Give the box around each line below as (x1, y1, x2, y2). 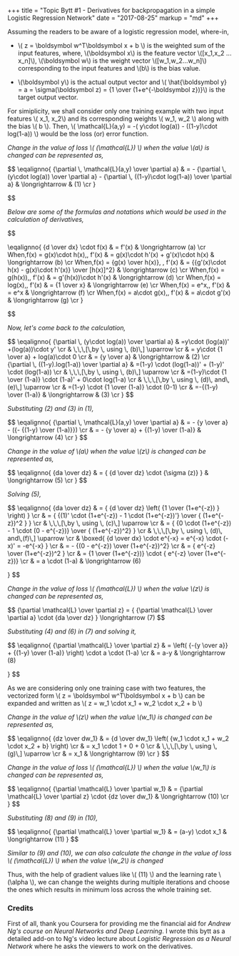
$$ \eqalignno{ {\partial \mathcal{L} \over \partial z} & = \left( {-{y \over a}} (7, 641, 228, 649)
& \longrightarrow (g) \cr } (7, 296, 83, 304)
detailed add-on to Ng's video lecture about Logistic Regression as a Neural (7, 935, 232, 943)
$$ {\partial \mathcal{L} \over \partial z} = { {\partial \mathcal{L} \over (7, 606, 213, 614)
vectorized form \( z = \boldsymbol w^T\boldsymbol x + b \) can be (7, 691, 205, 700)
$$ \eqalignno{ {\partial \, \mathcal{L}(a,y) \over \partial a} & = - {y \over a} (7, 418, 228, 427)
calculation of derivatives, (7, 215, 84, 223)
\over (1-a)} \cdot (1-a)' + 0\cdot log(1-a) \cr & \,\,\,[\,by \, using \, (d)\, (7, 375, 213, 384)
